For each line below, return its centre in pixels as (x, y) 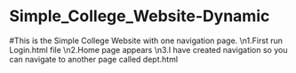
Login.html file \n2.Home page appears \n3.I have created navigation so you (148, 49)
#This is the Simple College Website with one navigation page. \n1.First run (146, 40)
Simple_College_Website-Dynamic (140, 16)
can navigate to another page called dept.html (94, 59)
